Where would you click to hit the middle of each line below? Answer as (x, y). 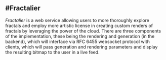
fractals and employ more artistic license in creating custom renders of (79, 25)
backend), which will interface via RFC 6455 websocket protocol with (78, 41)
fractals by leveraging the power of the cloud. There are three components (83, 31)
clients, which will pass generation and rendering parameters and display (81, 46)
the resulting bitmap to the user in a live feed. (52, 52)
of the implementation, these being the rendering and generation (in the (80, 36)
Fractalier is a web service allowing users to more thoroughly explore (77, 20)
